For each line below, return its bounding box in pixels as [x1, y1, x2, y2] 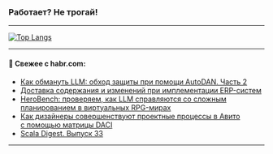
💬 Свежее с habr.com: [8, 58, 86, 68]
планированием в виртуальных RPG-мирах [19, 102, 171, 112]
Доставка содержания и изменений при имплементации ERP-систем [19, 85, 262, 95]
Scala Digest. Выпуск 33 [19, 128, 104, 138]
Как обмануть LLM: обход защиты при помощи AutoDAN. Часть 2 [19, 76, 248, 87]
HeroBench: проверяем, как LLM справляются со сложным [19, 94, 227, 104]
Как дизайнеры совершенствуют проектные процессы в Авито [19, 111, 240, 121]
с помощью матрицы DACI [19, 120, 113, 130]
